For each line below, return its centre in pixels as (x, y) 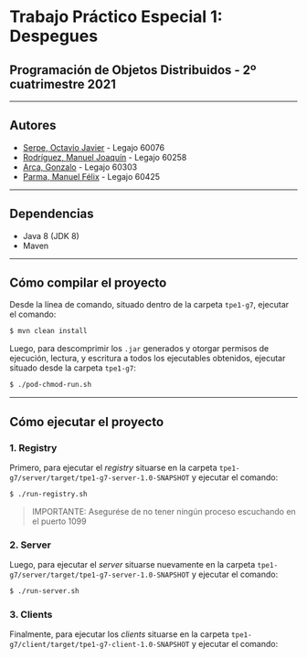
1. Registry (33, 447)
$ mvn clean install (49, 331)
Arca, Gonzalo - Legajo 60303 (80, 167)
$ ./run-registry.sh (49, 494)
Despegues (54, 36)
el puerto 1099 (59, 521)
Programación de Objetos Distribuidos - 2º (133, 70)
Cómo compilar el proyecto (88, 283)
